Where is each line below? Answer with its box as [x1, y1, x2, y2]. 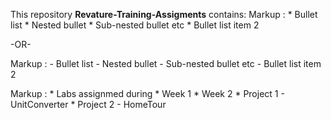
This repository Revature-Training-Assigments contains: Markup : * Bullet [10, 9, 318, 20]
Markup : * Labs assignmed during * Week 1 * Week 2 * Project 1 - [10, 88, 285, 99]
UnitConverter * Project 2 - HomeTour [10, 99, 167, 110]
